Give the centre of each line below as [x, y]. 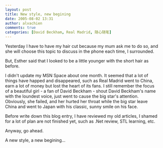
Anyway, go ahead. [24, 131]
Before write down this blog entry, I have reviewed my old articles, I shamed [81, 116]
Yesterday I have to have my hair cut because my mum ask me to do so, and [82, 46]
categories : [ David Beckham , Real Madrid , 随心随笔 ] [58, 32]
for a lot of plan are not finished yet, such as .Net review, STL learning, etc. [80, 121]
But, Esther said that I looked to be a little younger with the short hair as [77, 61]
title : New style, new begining [38, 14]
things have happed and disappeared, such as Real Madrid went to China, [79, 81]
